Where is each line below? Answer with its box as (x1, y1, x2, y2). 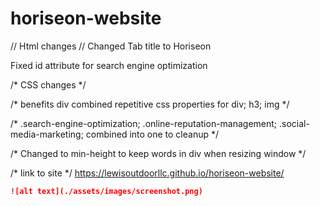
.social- (279, 117, 310, 129)
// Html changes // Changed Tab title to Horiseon (10, 40, 212, 52)
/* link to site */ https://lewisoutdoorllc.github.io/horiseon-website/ (10, 167, 285, 179)
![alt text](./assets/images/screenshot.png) (10, 186, 203, 196)
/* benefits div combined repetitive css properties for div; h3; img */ (10, 98, 290, 110)
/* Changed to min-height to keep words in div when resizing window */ (10, 147, 307, 159)
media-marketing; (10, 128, 84, 140)
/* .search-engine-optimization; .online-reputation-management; (10, 117, 278, 129)
